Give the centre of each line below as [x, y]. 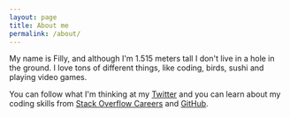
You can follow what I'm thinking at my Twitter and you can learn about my [145, 94]
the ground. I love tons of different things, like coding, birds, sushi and [137, 68]
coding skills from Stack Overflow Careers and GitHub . [109, 104]
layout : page [33, 17]
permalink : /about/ [45, 33]
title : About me [39, 26]
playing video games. [48, 77]
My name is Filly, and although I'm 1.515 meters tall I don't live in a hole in [142, 59]
